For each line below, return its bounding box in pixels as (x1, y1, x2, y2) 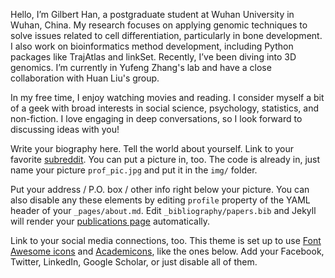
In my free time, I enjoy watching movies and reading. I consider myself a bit (10, 92, 325, 103)
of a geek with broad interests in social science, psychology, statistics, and (10, 102, 320, 114)
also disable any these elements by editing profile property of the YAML (10, 194, 311, 206)
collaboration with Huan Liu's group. (10, 72, 160, 84)
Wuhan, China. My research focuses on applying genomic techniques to (10, 19, 308, 31)
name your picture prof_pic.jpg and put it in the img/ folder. (10, 164, 258, 176)
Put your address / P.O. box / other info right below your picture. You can (10, 184, 310, 195)
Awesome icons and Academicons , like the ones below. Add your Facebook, (10, 245, 325, 257)
